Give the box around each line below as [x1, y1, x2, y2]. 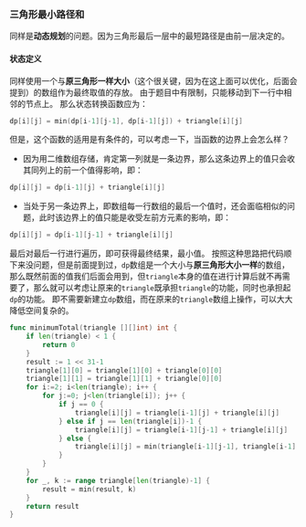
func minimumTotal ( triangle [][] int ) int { [9, 323, 178, 332]
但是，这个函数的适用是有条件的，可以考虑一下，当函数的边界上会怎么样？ [9, 134, 290, 145]
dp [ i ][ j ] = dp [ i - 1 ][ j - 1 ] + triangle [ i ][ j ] [9, 230, 174, 239]
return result [26, 501, 79, 511]
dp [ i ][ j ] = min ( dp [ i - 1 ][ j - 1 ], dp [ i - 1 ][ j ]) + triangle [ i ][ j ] [9, 116, 244, 125]
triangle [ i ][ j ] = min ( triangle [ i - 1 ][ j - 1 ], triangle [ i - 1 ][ [74, 442, 301, 451]
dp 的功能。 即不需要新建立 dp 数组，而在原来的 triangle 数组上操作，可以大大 [9, 294, 293, 305]
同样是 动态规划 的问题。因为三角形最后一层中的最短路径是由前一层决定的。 [9, 30, 290, 42]
